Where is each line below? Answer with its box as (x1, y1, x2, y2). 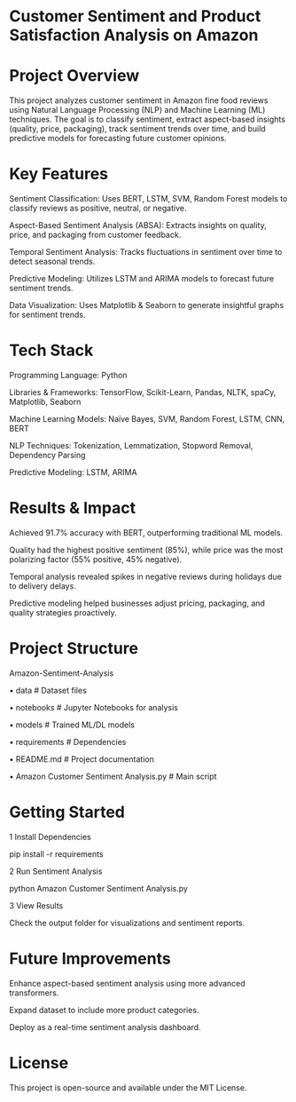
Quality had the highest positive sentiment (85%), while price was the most (9, 544, 284, 555)
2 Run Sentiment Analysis (9, 866, 103, 876)
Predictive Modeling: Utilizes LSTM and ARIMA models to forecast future (9, 274, 275, 284)
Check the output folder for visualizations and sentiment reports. (9, 917, 245, 928)
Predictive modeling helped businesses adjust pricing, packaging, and (9, 598, 266, 608)
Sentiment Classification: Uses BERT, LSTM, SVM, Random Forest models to (9, 194, 288, 204)
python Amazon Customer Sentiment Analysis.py (9, 883, 189, 893)
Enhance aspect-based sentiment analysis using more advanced (9, 978, 245, 988)
